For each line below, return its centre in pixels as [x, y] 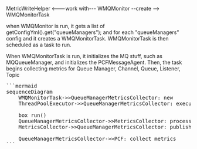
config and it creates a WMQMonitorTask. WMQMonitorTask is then [87, 38]
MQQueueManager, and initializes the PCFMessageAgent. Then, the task [94, 62]
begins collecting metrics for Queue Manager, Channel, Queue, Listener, [93, 69]
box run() [33, 115]
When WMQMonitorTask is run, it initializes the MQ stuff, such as [84, 56]
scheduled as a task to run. [39, 45]
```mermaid [22, 86]
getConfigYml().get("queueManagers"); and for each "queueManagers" [93, 32]
